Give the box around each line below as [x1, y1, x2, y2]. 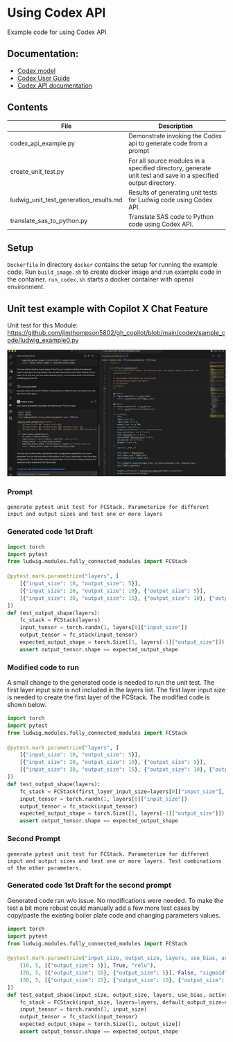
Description [158, 122, 193, 130]
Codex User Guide [17, 74, 71, 82]
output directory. [128, 179, 177, 187]
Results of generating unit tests [128, 188, 217, 196]
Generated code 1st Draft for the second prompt [7, 881, 172, 890]
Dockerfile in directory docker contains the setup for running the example [7, 261, 218, 269]
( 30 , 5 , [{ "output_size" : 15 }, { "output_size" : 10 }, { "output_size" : [19, 977, 225, 984]
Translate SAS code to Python [128, 213, 214, 221]
